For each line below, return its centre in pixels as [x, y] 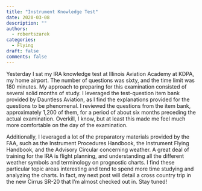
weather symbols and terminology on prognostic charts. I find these [90, 162]
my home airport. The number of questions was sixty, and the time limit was [100, 80]
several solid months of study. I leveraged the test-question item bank [93, 93]
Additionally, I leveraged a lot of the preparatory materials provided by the [98, 137]
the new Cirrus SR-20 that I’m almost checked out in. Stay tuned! [87, 181]
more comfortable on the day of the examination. [67, 125]
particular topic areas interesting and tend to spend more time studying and [100, 169]
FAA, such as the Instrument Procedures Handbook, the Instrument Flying [98, 143]
